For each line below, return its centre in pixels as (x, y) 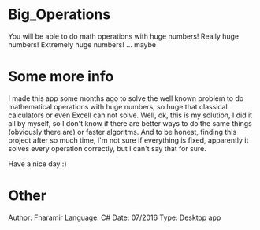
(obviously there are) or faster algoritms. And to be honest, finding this (123, 132)
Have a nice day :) (37, 164)
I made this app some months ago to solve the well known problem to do (126, 98)
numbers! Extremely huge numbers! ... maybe (82, 44)
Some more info (61, 77)
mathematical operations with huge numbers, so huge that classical (118, 106)
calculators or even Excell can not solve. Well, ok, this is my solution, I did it (130, 115)
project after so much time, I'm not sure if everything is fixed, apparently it (128, 140)
